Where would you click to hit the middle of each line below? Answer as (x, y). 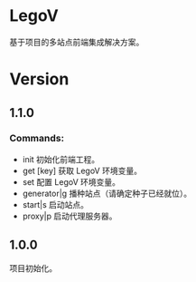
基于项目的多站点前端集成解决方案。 (77, 42)
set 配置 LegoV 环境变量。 (71, 181)
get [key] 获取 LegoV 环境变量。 (82, 170)
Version (39, 79)
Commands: (37, 139)
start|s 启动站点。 (55, 204)
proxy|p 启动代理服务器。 (70, 216)
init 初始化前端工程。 (61, 159)
